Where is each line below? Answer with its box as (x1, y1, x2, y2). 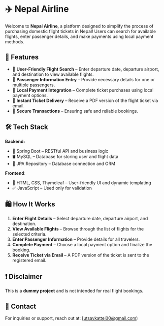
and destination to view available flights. (12, 71, 94, 77)
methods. (5, 38, 25, 44)
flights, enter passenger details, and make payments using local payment (5, 33, 154, 39)
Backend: (5, 138, 25, 144)
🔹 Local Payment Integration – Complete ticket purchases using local (12, 87, 154, 93)
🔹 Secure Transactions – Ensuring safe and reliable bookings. (12, 108, 138, 114)
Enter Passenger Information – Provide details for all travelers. (12, 236, 140, 242)
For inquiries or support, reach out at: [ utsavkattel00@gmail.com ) (5, 315, 138, 321)
